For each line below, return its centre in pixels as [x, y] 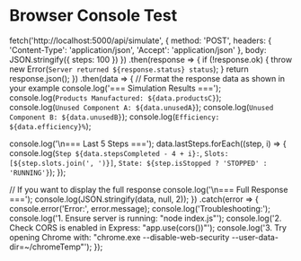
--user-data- [255, 237]
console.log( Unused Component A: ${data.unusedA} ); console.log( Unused [142, 107]
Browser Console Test [93, 16]
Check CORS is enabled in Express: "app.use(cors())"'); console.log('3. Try [148, 227]
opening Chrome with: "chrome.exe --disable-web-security [120, 237]
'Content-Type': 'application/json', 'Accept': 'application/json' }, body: [138, 49]
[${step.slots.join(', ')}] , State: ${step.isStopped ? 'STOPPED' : [138, 162]
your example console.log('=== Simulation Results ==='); [115, 88]
